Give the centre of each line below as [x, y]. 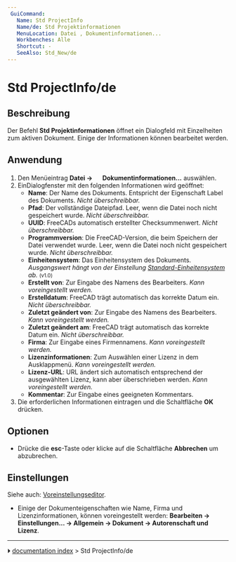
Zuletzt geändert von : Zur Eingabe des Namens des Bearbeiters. [122, 312]
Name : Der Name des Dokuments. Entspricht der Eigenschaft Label [125, 192]
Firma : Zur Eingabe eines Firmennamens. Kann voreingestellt [116, 342]
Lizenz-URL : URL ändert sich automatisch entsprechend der [116, 372]
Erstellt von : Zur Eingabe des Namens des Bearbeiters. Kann [116, 282]
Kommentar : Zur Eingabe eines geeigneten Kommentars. [111, 394]
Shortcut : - [34, 46]
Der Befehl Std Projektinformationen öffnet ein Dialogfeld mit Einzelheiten [115, 130]
